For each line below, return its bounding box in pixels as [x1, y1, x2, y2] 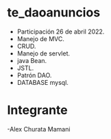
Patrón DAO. [16, 71, 52, 79]
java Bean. [16, 56, 47, 64]
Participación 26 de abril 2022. [16, 27, 105, 36]
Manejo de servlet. [16, 49, 71, 58]
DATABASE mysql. [16, 78, 69, 86]
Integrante [7, 103, 69, 118]
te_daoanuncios [7, 5, 101, 21]
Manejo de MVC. [16, 34, 65, 42]
